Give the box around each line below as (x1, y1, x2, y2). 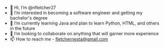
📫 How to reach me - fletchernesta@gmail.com (9, 36, 108, 42)
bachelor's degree (9, 15, 48, 21)
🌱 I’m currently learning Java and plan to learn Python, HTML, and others (9, 20, 160, 26)
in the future (9, 25, 35, 31)
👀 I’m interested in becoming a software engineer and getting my (9, 10, 143, 16)
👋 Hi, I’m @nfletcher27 (9, 5, 56, 10)
